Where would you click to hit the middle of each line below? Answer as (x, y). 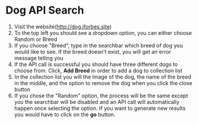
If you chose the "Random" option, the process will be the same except (101, 96)
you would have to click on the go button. (65, 114)
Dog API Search (45, 10)
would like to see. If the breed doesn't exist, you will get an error (92, 51)
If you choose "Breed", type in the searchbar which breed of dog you (98, 45)
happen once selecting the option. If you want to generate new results (100, 108)
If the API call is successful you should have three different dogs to (96, 64)
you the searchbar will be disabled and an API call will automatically (97, 102)
